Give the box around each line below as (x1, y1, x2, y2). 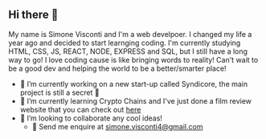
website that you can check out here (19, 104, 141, 114)
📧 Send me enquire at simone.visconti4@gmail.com (31, 121, 203, 131)
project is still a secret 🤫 (19, 88, 100, 97)
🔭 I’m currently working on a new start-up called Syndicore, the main (19, 79, 248, 88)
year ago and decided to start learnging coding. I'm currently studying (8, 38, 241, 47)
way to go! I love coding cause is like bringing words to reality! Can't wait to (8, 55, 259, 64)
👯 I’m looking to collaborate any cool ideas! (19, 113, 163, 123)
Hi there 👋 (8, 8, 59, 22)
